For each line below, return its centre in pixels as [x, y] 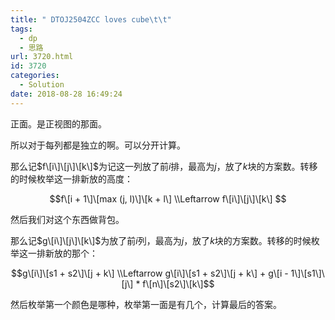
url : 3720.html [42, 57]
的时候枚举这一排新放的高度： [71, 178]
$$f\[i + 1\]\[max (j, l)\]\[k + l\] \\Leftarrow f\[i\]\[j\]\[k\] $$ [168, 198]
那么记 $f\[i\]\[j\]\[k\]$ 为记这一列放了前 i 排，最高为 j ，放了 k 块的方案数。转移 [164, 166]
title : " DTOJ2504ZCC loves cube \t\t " [91, 19]
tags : [21, 29]
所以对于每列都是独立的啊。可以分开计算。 [98, 145]
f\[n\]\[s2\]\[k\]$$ [178, 283]
